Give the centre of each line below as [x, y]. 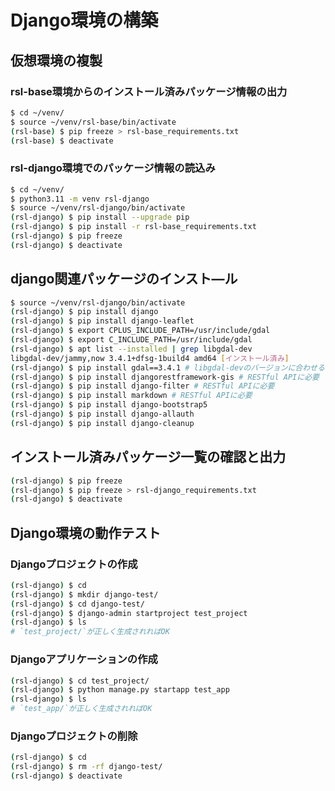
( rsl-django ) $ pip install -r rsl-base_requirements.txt [133, 227]
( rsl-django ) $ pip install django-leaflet [102, 321]
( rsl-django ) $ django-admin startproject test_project [129, 613]
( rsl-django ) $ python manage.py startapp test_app [120, 690]
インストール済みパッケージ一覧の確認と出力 [148, 457]
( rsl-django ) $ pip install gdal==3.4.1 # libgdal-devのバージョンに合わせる [167, 367]
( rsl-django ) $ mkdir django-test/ [84, 594]
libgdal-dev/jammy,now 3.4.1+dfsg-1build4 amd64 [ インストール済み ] [150, 358]
